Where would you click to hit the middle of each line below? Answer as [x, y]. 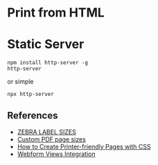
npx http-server [30, 95]
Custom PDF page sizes [52, 139]
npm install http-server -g [48, 63]
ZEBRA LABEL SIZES [46, 132]
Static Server [46, 45]
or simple [20, 81]
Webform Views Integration [56, 154]
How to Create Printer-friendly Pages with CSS [84, 146]
